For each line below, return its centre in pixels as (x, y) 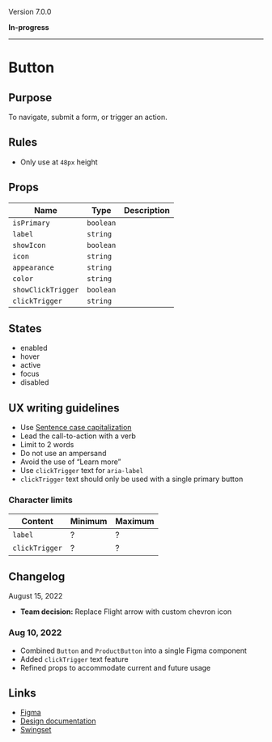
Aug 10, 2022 (35, 633)
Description (147, 210)
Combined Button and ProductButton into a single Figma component (133, 650)
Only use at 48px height (59, 162)
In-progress (29, 27)
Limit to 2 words (47, 445)
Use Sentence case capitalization (76, 428)
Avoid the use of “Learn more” (70, 462)
